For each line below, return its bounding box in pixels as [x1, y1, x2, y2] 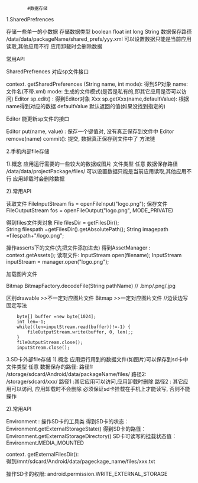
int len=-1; [17, 319, 46, 325]
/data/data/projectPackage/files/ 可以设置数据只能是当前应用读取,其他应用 [6, 168, 187, 174]
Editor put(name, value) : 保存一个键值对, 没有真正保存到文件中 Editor [6, 128, 174, 135]
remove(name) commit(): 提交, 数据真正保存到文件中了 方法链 [6, 135, 155, 142]
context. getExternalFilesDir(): [6, 451, 79, 458]
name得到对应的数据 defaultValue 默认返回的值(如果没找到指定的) [6, 103, 166, 109]
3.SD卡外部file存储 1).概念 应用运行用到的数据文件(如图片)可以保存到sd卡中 [6, 356, 189, 362]
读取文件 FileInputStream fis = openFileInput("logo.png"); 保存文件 [6, 200, 168, 207]
